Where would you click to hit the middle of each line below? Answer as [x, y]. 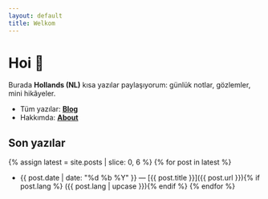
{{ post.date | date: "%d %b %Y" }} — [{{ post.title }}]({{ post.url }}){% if [140, 178]
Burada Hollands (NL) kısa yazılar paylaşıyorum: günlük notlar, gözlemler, [130, 85]
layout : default [35, 16]
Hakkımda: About [49, 118]
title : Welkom [32, 23]
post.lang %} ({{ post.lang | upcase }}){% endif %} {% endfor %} [127, 186]
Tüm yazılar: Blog [49, 109]
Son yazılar [37, 142]
